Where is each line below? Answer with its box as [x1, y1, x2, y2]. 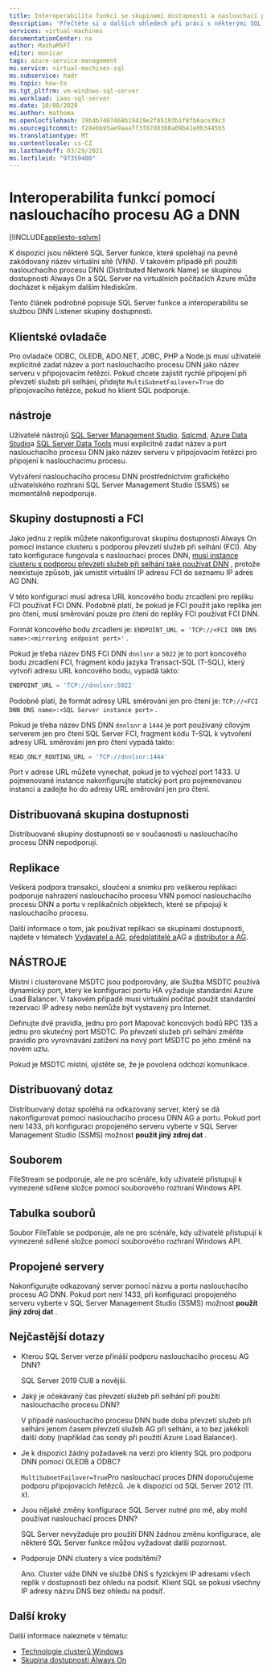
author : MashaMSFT [9, 42, 71, 50]
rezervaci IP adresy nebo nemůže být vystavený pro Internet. [9, 1002, 211, 1012]
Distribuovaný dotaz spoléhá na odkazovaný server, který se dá [9, 1104, 220, 1114]
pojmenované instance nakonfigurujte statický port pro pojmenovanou [9, 776, 242, 785]
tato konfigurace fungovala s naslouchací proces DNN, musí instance [9, 550, 239, 560]
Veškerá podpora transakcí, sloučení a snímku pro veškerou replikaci [9, 883, 237, 892]
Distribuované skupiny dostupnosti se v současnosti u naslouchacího [9, 829, 238, 839]
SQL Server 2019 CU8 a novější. [20, 1375, 128, 1385]
